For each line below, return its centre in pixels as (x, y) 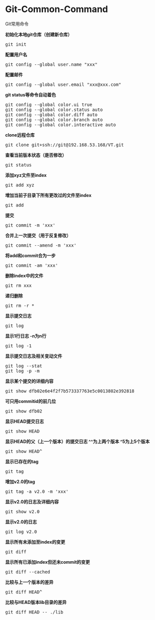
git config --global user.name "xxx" (51, 64)
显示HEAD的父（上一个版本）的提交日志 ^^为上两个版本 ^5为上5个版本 (77, 441)
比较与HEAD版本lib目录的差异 (36, 602)
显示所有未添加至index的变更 (35, 542)
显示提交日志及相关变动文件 (34, 356)
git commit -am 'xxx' (32, 265)
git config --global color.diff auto (51, 115)
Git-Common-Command (57, 9)
